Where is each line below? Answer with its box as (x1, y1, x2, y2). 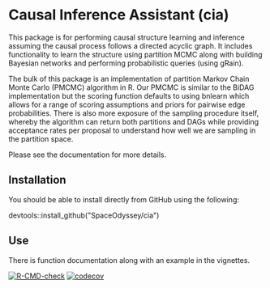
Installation (8, 173, 66, 187)
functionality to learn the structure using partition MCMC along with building (8, 49, 263, 59)
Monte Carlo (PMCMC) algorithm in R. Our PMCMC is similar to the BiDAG (8, 83, 255, 92)
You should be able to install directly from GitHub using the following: (8, 194, 239, 204)
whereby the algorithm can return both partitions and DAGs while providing (8, 116, 259, 126)
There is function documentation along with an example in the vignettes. (8, 255, 250, 265)
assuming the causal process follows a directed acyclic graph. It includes (8, 40, 253, 50)
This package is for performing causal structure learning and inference (8, 32, 245, 42)
